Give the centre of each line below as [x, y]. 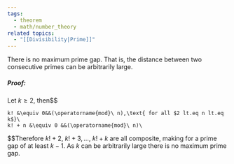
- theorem [28, 20]
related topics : [31, 33]
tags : [15, 14]
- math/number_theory [45, 27]
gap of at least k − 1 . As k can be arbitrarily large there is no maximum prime [117, 146]
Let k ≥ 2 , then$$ [33, 100]
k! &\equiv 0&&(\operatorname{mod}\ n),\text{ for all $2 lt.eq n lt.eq [116, 113]
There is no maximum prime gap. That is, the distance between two [104, 59]
